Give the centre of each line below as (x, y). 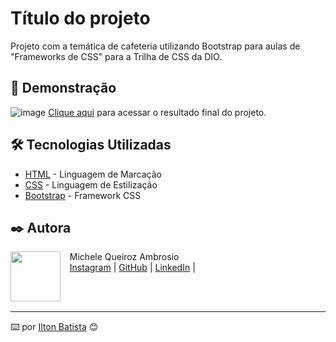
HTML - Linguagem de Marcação (93, 174)
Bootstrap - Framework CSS (83, 195)
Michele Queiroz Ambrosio (124, 257)
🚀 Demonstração (63, 88)
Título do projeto (80, 18)
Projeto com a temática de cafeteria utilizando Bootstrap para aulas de (155, 46)
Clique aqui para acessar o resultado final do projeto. (157, 112)
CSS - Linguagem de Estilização (91, 184)
